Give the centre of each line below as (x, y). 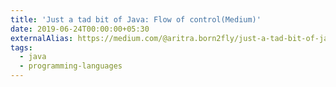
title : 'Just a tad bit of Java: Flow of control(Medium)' (136, 19)
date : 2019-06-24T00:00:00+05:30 (80, 29)
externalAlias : (42, 38)
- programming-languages (71, 66)
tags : (21, 47)
